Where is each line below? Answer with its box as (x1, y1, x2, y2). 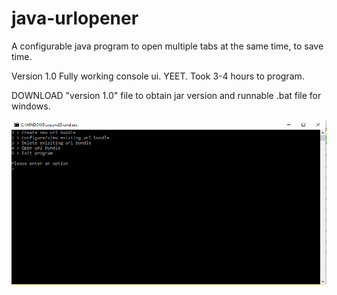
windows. (11, 100, 51, 112)
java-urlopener (11, 7, 139, 30)
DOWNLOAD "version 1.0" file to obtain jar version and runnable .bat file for (11, 89, 322, 101)
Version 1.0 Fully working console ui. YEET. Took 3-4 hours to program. (11, 70, 305, 82)
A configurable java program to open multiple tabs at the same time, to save (11, 40, 324, 52)
